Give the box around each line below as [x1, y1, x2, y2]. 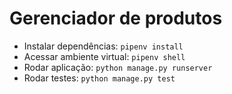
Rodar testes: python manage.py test [23, 72, 176, 84]
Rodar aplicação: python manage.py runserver [23, 61, 213, 73]
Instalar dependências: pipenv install [23, 40, 184, 52]
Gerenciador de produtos [9, 7, 223, 30]
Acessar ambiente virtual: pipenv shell [23, 50, 186, 62]
